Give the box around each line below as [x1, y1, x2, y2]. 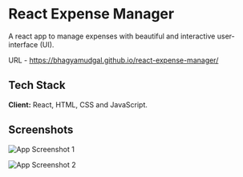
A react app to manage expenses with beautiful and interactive [8, 31, 216, 41]
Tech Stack [8, 78, 66, 92]
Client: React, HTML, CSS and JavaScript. [8, 99, 148, 109]
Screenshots [8, 123, 74, 137]
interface [8, 39, 38, 49]
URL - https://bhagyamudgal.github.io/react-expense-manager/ [8, 55, 219, 65]
